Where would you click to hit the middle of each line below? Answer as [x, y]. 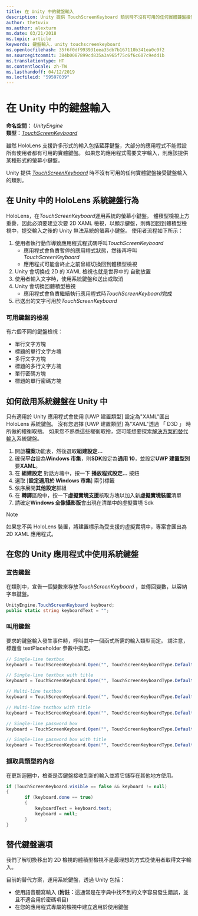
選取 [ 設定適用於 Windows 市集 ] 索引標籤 [65, 480]
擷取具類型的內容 [30, 762]
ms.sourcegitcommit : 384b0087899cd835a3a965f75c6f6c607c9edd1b [85, 55]
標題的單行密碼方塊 [38, 381]
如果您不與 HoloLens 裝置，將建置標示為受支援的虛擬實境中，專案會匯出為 [97, 526]
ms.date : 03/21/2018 [32, 34]
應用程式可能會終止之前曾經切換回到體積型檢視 [80, 264]
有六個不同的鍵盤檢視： [34, 332]
